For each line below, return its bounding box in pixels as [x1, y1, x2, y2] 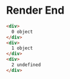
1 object [11, 45, 33, 51]
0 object [11, 29, 33, 34]
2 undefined [11, 62, 42, 68]
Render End [6, 4, 65, 17]
